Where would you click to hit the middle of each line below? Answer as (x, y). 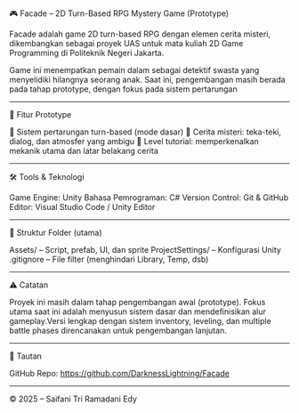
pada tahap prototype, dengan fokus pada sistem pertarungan (123, 89)
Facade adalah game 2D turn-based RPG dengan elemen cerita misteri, (140, 34)
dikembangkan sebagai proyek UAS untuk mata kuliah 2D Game (126, 43)
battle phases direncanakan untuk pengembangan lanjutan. (118, 330)
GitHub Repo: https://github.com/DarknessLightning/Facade (119, 373)
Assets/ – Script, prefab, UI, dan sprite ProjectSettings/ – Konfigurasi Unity (145, 250)
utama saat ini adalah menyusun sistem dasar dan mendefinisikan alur (138, 312)
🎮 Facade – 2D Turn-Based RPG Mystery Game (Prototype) (119, 13)
